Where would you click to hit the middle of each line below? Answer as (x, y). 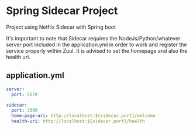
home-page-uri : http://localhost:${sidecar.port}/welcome (84, 116)
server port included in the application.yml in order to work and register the (96, 45)
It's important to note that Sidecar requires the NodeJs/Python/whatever (93, 38)
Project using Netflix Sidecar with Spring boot (61, 27)
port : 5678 (25, 94)
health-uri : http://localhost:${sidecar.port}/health (78, 121)
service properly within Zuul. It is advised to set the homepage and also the (97, 50)
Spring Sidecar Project (62, 11)
